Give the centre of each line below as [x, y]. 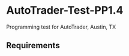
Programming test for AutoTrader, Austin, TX [61, 27]
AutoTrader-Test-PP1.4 [65, 10]
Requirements [33, 46]
